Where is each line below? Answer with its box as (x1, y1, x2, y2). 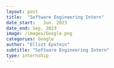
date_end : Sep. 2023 (6, 25, 57, 31)
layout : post (6, 8, 38, 15)
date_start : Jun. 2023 (6, 20, 67, 25)
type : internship (6, 53, 49, 59)
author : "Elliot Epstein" (6, 42, 70, 48)
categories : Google (6, 36, 54, 42)
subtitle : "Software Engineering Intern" (6, 47, 110, 53)
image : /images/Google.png (6, 31, 73, 37)
